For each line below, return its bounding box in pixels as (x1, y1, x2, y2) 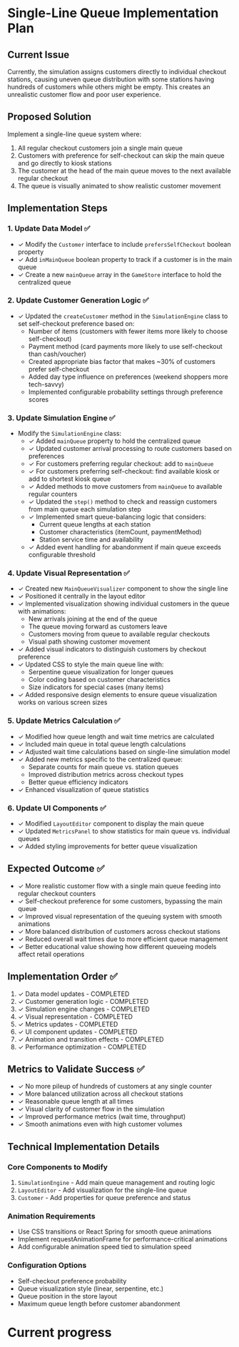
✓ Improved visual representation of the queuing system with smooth (17, 912, 223, 920)
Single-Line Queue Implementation (7, 5, 219, 21)
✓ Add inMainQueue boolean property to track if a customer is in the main (17, 255, 233, 263)
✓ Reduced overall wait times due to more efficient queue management (17, 935, 228, 943)
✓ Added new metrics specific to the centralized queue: (17, 755, 183, 763)
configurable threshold (28, 551, 96, 559)
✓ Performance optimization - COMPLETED (17, 1042, 147, 1051)
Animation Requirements (7, 1211, 96, 1221)
